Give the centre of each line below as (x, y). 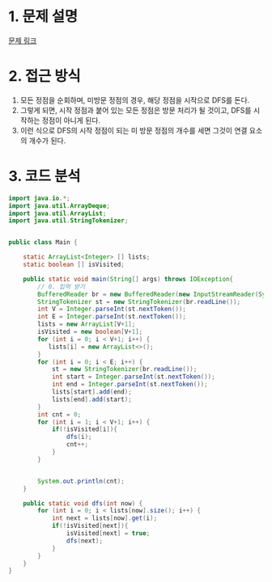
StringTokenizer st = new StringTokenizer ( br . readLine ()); (139, 302)
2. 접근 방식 (45, 76)
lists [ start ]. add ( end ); (91, 392)
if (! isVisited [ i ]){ (84, 429)
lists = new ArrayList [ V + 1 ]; (87, 324)
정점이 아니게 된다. (71, 120)
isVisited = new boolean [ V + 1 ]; (90, 332)
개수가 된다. (47, 140)
